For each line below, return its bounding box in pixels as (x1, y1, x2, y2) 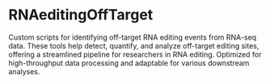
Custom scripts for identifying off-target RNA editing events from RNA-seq (8, 32, 257, 42)
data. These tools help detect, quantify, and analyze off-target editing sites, (8, 40, 259, 50)
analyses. (8, 66, 40, 76)
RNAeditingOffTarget (8, 6, 154, 24)
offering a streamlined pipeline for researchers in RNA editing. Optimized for (8, 49, 262, 59)
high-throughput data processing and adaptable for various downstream (8, 58, 250, 68)
